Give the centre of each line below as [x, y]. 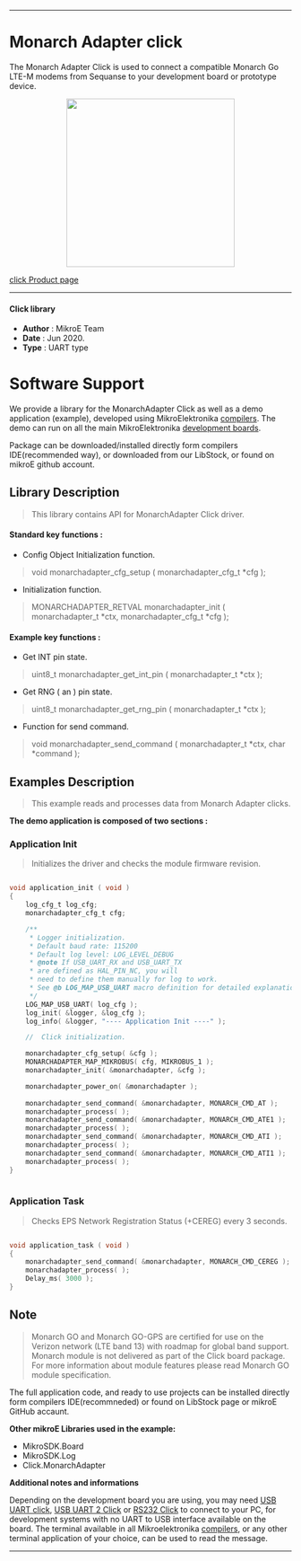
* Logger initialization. [77, 938]
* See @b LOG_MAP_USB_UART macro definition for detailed [140, 988]
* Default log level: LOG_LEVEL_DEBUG [102, 954]
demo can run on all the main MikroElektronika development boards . [135, 428]
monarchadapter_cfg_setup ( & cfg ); [92, 1054]
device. [23, 85]
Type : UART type [56, 348]
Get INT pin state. [55, 657]
